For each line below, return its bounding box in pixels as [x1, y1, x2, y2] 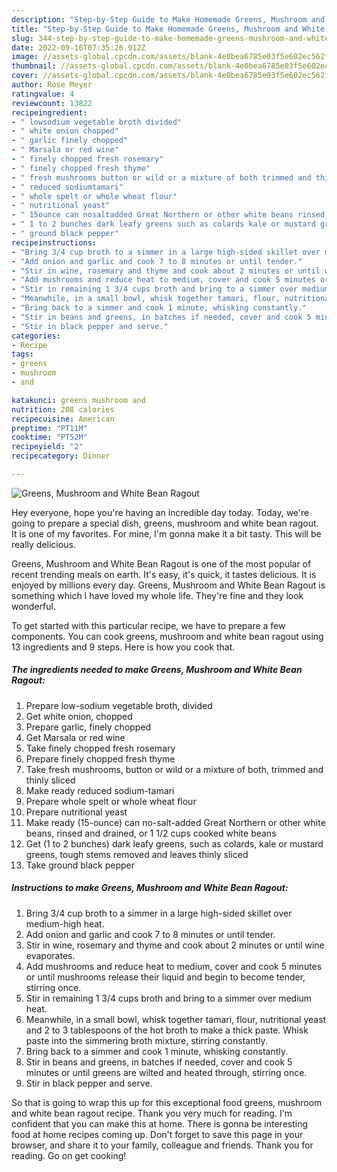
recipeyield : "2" [11, 442, 84, 452]
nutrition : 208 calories [11, 404, 115, 415]
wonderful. [11, 600, 56, 612]
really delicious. [11, 538, 76, 550]
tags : [11, 349, 34, 360]
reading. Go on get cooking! [11, 1149, 127, 1161]
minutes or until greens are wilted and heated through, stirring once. [25, 1066, 308, 1078]
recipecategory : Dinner [11, 451, 111, 461]
